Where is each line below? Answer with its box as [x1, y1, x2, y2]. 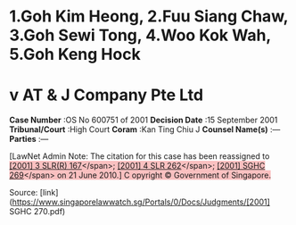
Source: [9, 187, 38, 198]
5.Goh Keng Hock [9, 45, 141, 64]
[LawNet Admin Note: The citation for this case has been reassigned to [9, 151, 270, 162]
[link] [39, 187, 59, 198]
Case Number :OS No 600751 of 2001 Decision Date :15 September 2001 [9, 114, 278, 126]
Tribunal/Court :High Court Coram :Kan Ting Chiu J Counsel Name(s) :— [9, 124, 281, 135]
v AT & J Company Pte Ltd [9, 85, 203, 105]
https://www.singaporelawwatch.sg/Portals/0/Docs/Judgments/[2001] [12, 196, 270, 207]
